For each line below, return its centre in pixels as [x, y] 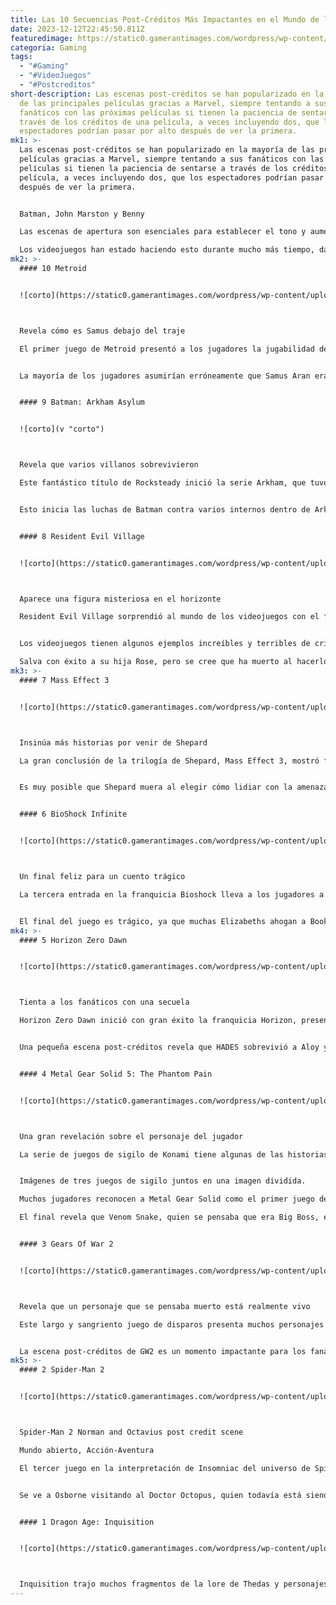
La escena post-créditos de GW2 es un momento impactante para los [163, 1351]
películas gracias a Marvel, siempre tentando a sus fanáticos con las [172, 159]
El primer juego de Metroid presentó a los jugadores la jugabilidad [167, 349]
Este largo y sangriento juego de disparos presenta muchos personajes [172, 1324]
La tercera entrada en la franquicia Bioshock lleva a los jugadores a [172, 894]
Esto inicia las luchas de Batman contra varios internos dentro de [165, 509]
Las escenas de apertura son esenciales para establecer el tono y [163, 232]
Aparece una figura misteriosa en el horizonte [120, 599]
